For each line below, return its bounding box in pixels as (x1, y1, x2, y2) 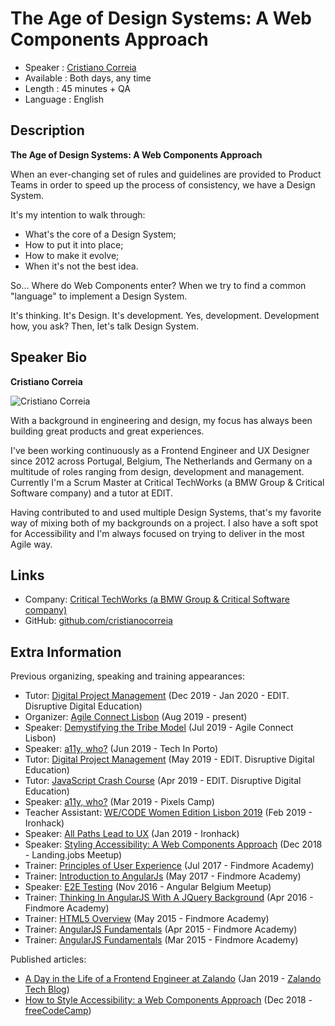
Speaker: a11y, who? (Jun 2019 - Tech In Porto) (24, 743, 218, 755)
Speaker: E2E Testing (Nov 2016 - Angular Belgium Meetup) (24, 881, 272, 893)
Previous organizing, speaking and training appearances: (10, 670, 245, 682)
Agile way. (10, 538, 53, 550)
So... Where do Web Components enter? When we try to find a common (10, 279, 307, 291)
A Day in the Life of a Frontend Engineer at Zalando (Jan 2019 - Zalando (24, 973, 322, 985)
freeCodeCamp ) (24, 1005, 92, 1017)
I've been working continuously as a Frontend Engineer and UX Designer (10, 444, 310, 456)
